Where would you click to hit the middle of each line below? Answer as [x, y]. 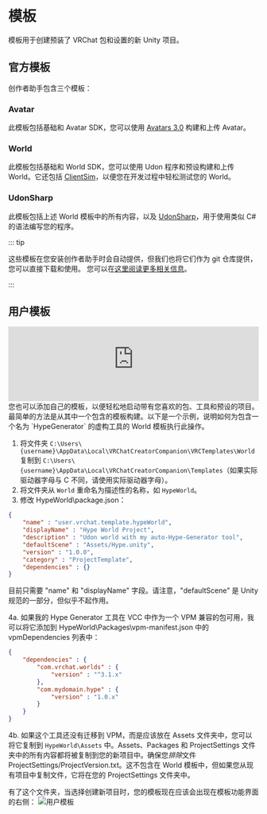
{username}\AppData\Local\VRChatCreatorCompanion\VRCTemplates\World [137, 452]
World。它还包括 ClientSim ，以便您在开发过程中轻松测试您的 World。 [122, 177]
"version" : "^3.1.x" [87, 674]
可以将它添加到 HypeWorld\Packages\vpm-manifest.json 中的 [108, 627]
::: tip [17, 242]
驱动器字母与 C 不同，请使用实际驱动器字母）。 [96, 480]
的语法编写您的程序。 [43, 226]
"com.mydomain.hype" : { [78, 689]
